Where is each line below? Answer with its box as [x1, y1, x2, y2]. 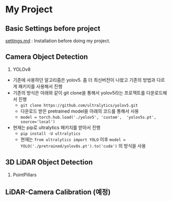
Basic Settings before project [5, 24, 101, 33]
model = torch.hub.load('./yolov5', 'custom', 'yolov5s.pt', [20, 115, 157, 120]
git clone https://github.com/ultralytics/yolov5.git [20, 103, 138, 108]
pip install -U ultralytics [20, 131, 81, 136]
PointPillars [12, 171, 37, 178]
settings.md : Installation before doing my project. [5, 38, 110, 44]
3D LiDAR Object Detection [5, 158, 93, 167]
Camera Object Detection [5, 52, 88, 61]
